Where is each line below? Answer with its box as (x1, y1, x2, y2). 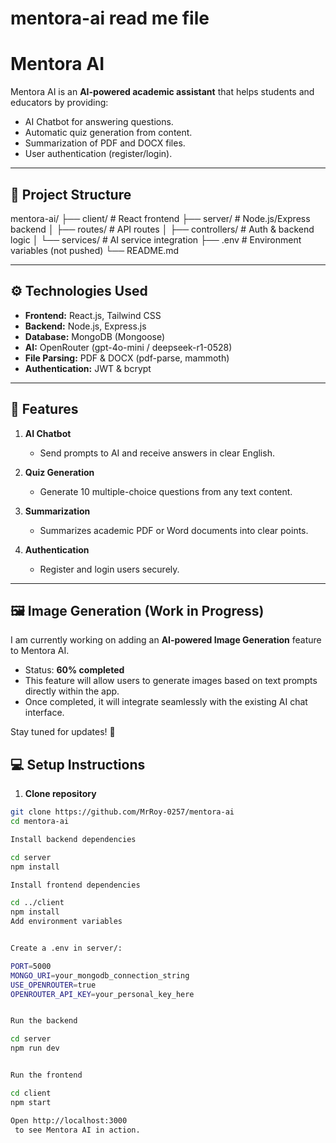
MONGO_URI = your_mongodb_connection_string (10, 970, 190, 981)
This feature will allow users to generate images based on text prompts (24, 675, 318, 687)
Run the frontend (10, 1070, 83, 1081)
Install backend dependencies (10, 834, 137, 844)
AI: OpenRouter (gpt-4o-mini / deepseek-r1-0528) (24, 341, 233, 353)
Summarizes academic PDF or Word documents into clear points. (39, 524, 309, 536)
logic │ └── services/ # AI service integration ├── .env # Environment (10, 233, 302, 246)
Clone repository (24, 788, 97, 800)
